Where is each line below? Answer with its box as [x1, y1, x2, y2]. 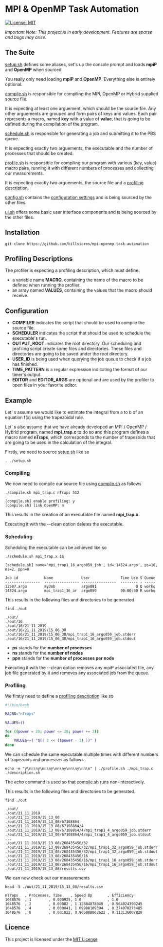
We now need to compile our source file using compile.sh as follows [5, 481, 142, 487]
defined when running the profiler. [12, 282, 81, 288]
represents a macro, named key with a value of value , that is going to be [5, 116, 151, 122]
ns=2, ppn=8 [5, 567, 29, 572]
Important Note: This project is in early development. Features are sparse [5, 29, 152, 35]
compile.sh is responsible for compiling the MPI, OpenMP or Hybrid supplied [5, 90, 159, 96]
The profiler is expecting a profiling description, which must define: [5, 267, 140, 273]
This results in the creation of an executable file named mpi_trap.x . [5, 512, 140, 518]
